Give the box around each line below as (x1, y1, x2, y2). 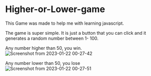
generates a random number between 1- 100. (5, 35, 99, 41)
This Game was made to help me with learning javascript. (5, 20, 124, 26)
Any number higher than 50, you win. (5, 45, 82, 51)
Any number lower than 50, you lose (5, 60, 81, 66)
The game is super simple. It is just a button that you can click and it (5, 30, 146, 36)
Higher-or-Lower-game (5, 4, 105, 15)
